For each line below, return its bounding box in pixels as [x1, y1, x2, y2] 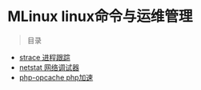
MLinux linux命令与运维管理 [7, 7, 193, 26]
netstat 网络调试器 [18, 62, 80, 72]
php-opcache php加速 [18, 72, 94, 82]
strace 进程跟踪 [18, 52, 70, 62]
